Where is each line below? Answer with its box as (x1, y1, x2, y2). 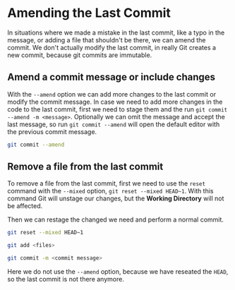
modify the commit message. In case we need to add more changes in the (7, 97, 223, 106)
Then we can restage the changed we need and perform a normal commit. (7, 215, 224, 224)
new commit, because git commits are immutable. (7, 51, 152, 59)
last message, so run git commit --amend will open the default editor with (7, 120, 220, 128)
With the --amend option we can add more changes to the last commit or (7, 90, 217, 98)
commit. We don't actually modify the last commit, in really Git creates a (7, 43, 217, 52)
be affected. (7, 202, 43, 210)
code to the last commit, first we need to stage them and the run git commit (7, 104, 228, 114)
